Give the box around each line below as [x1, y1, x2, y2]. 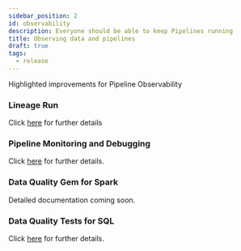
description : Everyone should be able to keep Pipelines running [8, 27, 233, 35]
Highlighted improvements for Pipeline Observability [8, 79, 183, 89]
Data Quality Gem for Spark [8, 177, 119, 188]
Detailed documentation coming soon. [8, 195, 136, 205]
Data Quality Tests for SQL [8, 215, 115, 227]
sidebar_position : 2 [8, 11, 78, 20]
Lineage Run [8, 99, 59, 110]
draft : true [8, 42, 49, 50]
